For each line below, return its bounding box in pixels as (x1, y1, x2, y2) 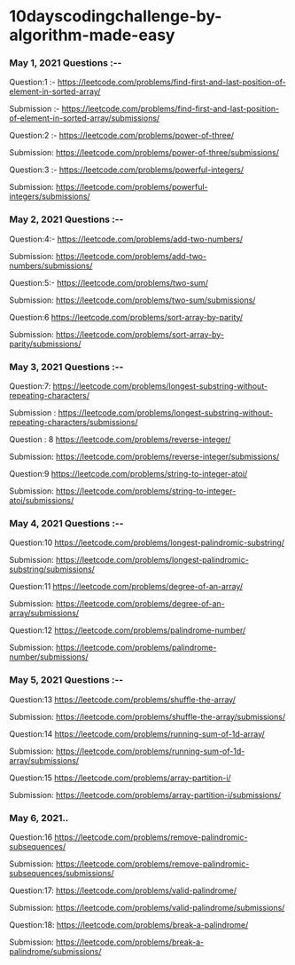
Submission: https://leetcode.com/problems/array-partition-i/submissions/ (9, 789, 282, 800)
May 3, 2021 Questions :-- (9, 360, 124, 373)
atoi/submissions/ (9, 495, 74, 506)
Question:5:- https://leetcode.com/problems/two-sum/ (9, 277, 209, 288)
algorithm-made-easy (9, 25, 175, 45)
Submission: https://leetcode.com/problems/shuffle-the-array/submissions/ (9, 711, 286, 722)
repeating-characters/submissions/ (9, 417, 138, 428)
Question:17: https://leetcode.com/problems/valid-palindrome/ (9, 885, 237, 896)
